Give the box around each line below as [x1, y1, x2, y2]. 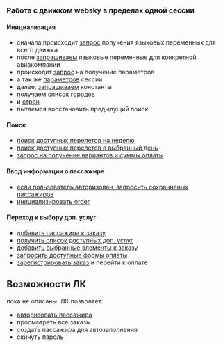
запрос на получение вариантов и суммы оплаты [16, 151, 164, 159]
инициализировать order [16, 197, 90, 205]
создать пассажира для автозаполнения [16, 325, 138, 333]
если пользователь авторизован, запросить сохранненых [16, 182, 189, 191]
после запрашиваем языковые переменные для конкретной [16, 53, 197, 61]
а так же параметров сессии [16, 75, 103, 84]
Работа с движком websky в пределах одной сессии [6, 6, 195, 15]
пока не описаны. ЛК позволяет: [6, 296, 104, 305]
